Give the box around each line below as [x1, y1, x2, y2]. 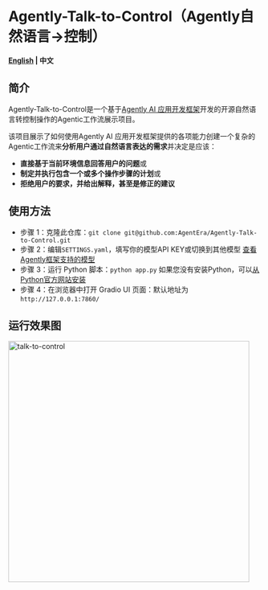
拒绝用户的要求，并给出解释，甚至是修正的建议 [19, 178, 175, 188]
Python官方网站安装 [19, 274, 87, 284]
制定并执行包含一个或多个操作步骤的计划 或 [19, 168, 161, 178]
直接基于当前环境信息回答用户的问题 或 [19, 158, 147, 168]
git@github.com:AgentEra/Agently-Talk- [124, 228, 258, 237]
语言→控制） [22, 27, 107, 46]
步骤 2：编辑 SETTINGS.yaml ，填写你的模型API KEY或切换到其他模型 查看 [19, 244, 257, 254]
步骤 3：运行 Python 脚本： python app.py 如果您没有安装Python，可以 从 [19, 264, 260, 274]
